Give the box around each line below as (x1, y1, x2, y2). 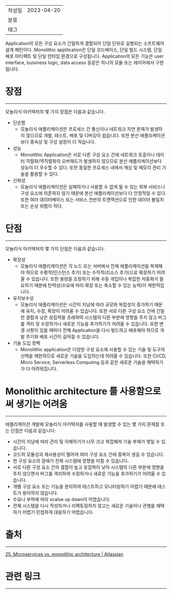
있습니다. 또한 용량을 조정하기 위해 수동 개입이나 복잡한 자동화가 (31, 276, 159, 282)
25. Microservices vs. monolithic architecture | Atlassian (5, 551, 124, 557)
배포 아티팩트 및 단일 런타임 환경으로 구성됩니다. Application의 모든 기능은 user (5, 53, 164, 59)
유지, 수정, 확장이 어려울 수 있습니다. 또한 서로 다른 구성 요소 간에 (26, 308, 155, 314)
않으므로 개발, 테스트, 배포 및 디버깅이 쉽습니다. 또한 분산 (26, 132, 139, 138)
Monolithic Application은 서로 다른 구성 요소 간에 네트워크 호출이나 (20, 151, 155, 158)
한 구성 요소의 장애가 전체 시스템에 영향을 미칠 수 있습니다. (12, 457, 129, 464)
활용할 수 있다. (30, 170, 59, 177)
